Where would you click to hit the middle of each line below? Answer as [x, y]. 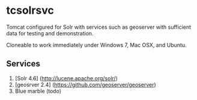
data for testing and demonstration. [50, 33]
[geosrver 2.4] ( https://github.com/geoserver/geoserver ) [85, 84]
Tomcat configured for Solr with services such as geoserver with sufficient [98, 27]
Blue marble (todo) [38, 91]
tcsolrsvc [30, 10]
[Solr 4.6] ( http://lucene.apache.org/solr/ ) [66, 78]
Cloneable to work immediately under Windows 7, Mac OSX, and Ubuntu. [96, 45]
